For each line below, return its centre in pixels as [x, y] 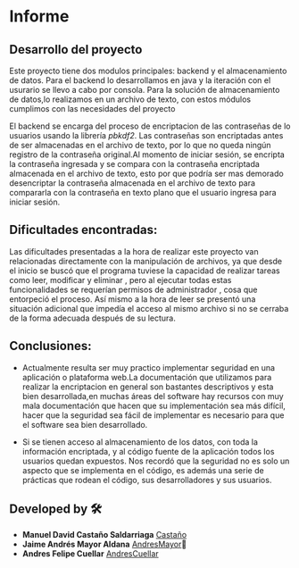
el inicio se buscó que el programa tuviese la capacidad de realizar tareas [145, 271]
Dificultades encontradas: [83, 230]
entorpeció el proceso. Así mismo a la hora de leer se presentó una [133, 299]
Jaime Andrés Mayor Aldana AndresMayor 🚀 [104, 544]
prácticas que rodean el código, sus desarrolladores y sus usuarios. [147, 480]
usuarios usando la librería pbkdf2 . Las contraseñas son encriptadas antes [146, 135]
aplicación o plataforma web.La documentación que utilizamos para [147, 377]
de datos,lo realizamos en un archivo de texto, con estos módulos [130, 99]
